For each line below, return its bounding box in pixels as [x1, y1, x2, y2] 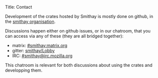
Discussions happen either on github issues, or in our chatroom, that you [5, 28, 151, 33]
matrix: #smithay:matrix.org [12, 43, 68, 48]
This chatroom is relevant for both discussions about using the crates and [5, 62, 153, 68]
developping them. [5, 67, 43, 73]
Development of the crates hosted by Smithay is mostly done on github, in [5, 14, 153, 19]
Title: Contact [5, 4, 33, 10]
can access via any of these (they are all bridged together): [5, 33, 124, 39]
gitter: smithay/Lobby [12, 48, 55, 53]
